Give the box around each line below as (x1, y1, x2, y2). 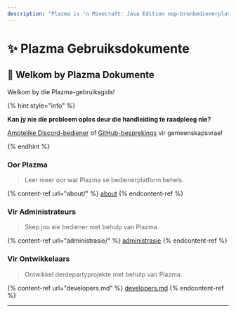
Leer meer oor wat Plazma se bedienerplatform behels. (24, 175, 185, 184)
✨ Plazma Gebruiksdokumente (7, 40, 190, 56)
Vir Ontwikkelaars (7, 254, 70, 264)
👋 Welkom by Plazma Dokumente (7, 69, 155, 81)
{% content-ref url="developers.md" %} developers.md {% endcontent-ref (7, 283, 224, 292)
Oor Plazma (7, 160, 48, 170)
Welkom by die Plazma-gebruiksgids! (7, 87, 115, 96)
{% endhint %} (7, 142, 51, 151)
